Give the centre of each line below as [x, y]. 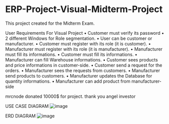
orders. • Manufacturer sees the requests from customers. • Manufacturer [83, 70]
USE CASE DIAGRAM [27, 106]
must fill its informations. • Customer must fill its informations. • [71, 54]
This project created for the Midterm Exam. [50, 23]
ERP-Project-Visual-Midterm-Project [84, 9]
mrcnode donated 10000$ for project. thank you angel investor [71, 96]
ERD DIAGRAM [21, 116]
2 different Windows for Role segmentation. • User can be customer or [79, 38]
